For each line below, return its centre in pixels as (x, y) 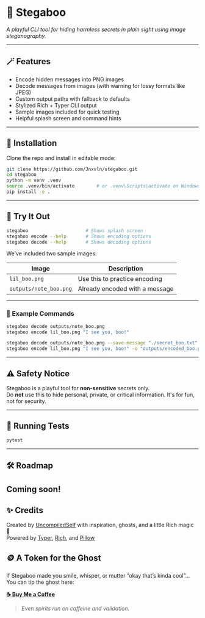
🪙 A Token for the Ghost (54, 558)
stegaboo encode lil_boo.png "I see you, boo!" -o (72, 349)
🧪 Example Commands (40, 314)
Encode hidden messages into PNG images (69, 79)
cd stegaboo (21, 175)
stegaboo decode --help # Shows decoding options (79, 242)
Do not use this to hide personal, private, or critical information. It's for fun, (101, 394)
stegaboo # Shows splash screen (75, 231)
